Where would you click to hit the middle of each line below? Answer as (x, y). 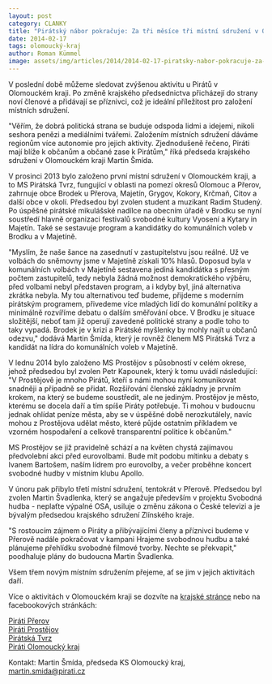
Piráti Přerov (29, 621)
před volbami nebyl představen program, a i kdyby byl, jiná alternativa (125, 286)
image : (19, 62)
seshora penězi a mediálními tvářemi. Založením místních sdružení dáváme (134, 134)
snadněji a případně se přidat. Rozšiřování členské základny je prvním (125, 388)
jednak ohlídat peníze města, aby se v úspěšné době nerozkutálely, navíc (130, 414)
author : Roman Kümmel (45, 54)
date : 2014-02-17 (38, 39)
